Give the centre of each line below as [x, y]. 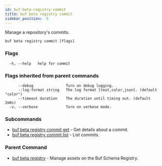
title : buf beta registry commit [39, 14]
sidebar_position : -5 [27, 18]
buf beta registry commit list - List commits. [56, 135]
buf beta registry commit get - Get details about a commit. [70, 130]
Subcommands [23, 119]
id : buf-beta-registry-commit [36, 9]
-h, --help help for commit [40, 64]
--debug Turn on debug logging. [66, 85]
